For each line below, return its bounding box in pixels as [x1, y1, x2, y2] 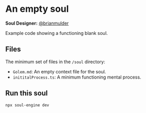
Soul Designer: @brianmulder [5, 20, 69, 26]
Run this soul [5, 89, 48, 98]
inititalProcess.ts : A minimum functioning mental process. [12, 74, 141, 80]
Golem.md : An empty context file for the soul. [12, 68, 106, 74]
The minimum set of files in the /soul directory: [5, 59, 105, 65]
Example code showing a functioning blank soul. [5, 30, 108, 36]
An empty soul [5, 3, 69, 15]
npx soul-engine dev [5, 102, 50, 108]
